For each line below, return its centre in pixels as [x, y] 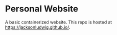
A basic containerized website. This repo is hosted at [58, 22]
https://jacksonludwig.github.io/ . [38, 27]
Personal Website [42, 9]
